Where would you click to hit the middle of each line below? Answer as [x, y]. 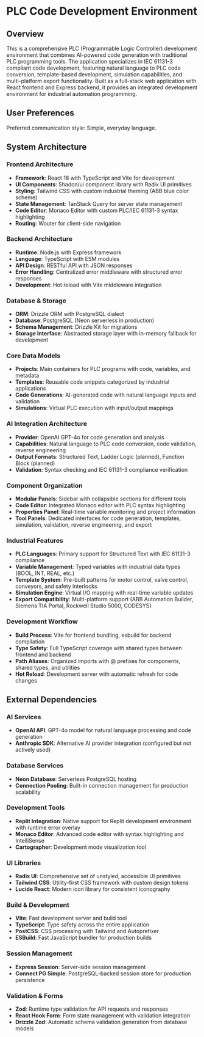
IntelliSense [30, 840]
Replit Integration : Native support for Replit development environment [103, 821]
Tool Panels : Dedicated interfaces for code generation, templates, [98, 518]
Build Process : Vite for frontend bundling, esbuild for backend [93, 635]
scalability [28, 792]
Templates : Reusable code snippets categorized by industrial [92, 382]
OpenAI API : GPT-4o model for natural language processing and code [103, 730]
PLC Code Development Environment [102, 11]
